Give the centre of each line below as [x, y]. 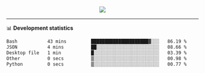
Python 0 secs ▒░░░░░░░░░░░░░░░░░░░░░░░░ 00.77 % [97, 64]
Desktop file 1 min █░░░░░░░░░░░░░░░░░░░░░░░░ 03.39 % [97, 53]
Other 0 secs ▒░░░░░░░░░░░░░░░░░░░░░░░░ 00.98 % [97, 58]
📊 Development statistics [40, 28]
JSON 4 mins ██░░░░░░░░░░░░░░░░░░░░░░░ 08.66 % [97, 47]
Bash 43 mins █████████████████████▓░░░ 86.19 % [97, 42]
